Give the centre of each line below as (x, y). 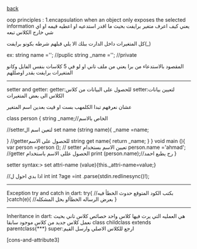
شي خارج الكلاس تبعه (30, 32)
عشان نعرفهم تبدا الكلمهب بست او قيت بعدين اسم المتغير (69, 107)
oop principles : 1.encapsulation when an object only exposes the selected (96, 20)
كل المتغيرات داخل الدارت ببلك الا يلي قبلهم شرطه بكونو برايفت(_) (79, 44)
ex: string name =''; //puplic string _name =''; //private (72, 55)
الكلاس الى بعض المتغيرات (36, 95)
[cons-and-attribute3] (33, 240)
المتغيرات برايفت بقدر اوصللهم (40, 72)
